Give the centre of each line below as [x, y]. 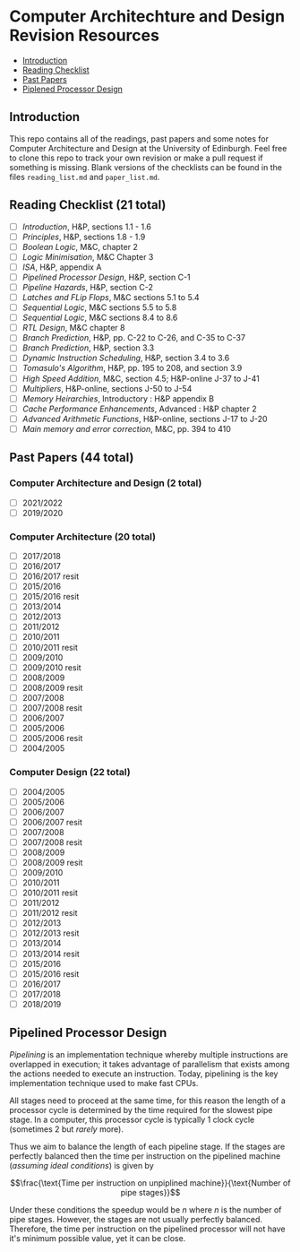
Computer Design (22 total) [70, 773]
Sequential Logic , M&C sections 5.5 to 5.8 [99, 307]
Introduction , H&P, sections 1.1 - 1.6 [87, 227]
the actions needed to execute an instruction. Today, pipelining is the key [144, 1074]
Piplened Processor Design [73, 89]
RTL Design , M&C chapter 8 [73, 328]
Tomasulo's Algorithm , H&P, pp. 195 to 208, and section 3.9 [132, 368]
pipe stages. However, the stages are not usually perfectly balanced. [136, 1219]
